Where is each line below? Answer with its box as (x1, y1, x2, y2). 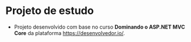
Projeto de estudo (5, 4, 94, 17)
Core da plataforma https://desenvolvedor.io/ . (14, 29, 125, 36)
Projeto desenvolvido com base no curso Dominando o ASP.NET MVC (14, 23, 186, 30)
